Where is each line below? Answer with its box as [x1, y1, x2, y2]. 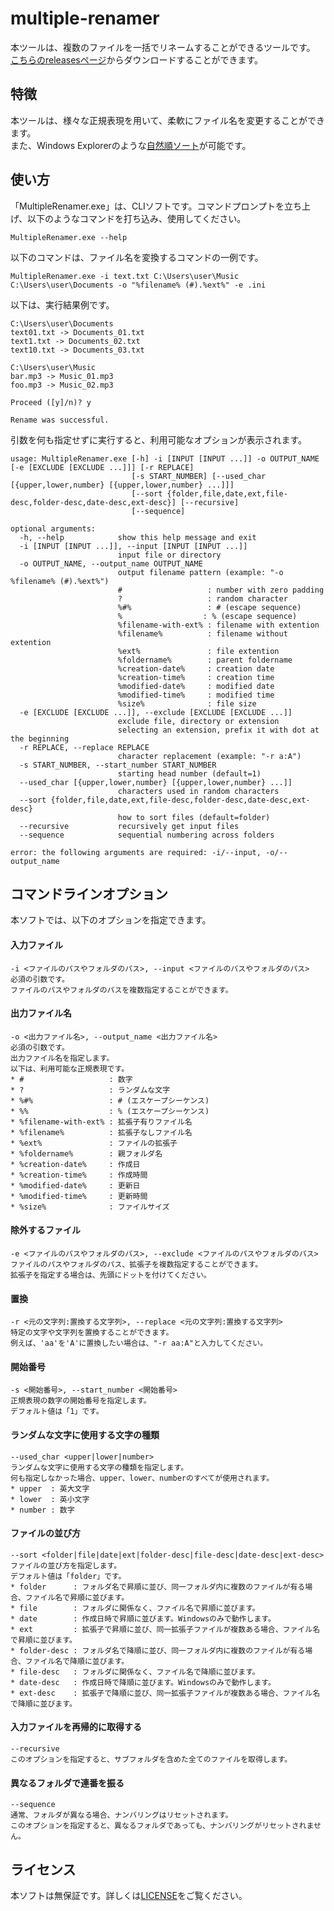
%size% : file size [117, 698, 257, 709]
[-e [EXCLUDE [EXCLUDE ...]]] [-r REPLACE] [10, 462, 195, 472]
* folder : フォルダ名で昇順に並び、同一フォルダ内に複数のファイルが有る [10, 1582, 306, 1592]
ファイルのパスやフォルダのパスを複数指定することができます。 [10, 985, 233, 995]
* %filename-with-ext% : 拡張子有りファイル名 [10, 1117, 193, 1127]
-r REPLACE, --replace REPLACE [19, 742, 150, 752]
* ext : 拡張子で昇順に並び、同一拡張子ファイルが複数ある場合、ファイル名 [10, 1624, 321, 1634]
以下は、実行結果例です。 [10, 298, 115, 311]
